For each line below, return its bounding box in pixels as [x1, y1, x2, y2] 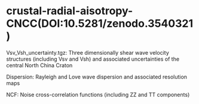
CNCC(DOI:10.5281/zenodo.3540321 [6, 17, 193, 30]
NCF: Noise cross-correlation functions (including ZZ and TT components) [6, 91, 190, 98]
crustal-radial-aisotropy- [6, 4, 133, 18]
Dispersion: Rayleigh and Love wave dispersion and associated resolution [6, 73, 187, 80]
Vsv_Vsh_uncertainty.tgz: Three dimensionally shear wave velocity [6, 49, 169, 56]
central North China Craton [6, 61, 73, 69]
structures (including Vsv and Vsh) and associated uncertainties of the [6, 55, 180, 62]
